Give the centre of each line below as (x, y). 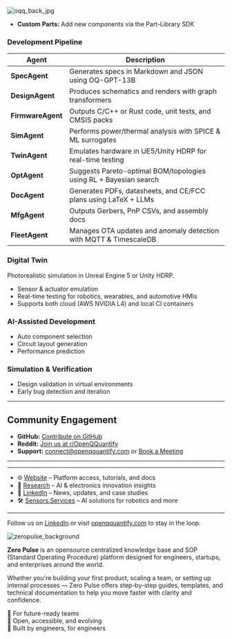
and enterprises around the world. (56, 565)
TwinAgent (29, 156)
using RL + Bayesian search (114, 180)
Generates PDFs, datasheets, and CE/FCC (137, 191)
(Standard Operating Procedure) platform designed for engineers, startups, (114, 557)
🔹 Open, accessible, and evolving (55, 621)
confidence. (24, 600)
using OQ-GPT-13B (102, 80)
